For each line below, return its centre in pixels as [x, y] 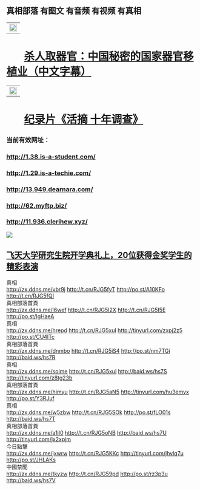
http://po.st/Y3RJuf [30, 398]
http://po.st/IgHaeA [30, 316]
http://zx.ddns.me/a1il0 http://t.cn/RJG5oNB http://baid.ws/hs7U [86, 432]
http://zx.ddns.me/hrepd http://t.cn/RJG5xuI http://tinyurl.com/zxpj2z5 [95, 330]
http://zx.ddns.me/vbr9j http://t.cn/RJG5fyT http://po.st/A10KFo [86, 289]
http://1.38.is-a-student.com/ [51, 157]
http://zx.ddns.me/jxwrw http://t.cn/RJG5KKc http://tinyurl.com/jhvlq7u [95, 453]
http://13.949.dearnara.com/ [50, 189]
